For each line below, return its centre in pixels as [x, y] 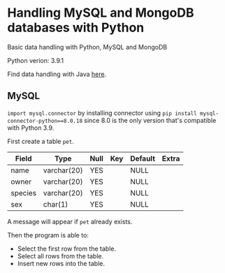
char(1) [56, 204]
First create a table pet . [41, 141]
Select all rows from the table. [60, 256]
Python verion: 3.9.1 [36, 60]
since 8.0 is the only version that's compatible [150, 120]
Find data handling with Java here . [57, 74]
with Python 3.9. [31, 128]
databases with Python [76, 28]
